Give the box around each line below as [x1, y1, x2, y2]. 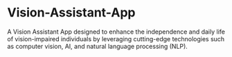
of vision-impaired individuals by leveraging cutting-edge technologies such [7, 34, 225, 43]
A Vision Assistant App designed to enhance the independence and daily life [7, 27, 225, 36]
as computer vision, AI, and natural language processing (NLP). [7, 42, 188, 50]
